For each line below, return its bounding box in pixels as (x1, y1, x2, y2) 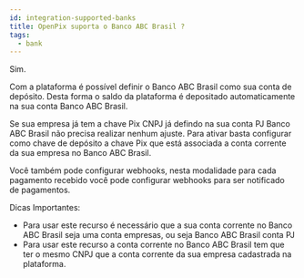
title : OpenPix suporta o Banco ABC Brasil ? (9, 22, 185, 31)
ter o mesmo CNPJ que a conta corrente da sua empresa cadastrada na (22, 249, 292, 260)
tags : (9, 30, 30, 39)
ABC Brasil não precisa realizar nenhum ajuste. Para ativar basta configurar (9, 129, 292, 139)
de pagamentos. (9, 184, 71, 196)
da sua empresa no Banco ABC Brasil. (9, 148, 152, 159)
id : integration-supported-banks (9, 13, 137, 23)
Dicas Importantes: (9, 202, 81, 213)
